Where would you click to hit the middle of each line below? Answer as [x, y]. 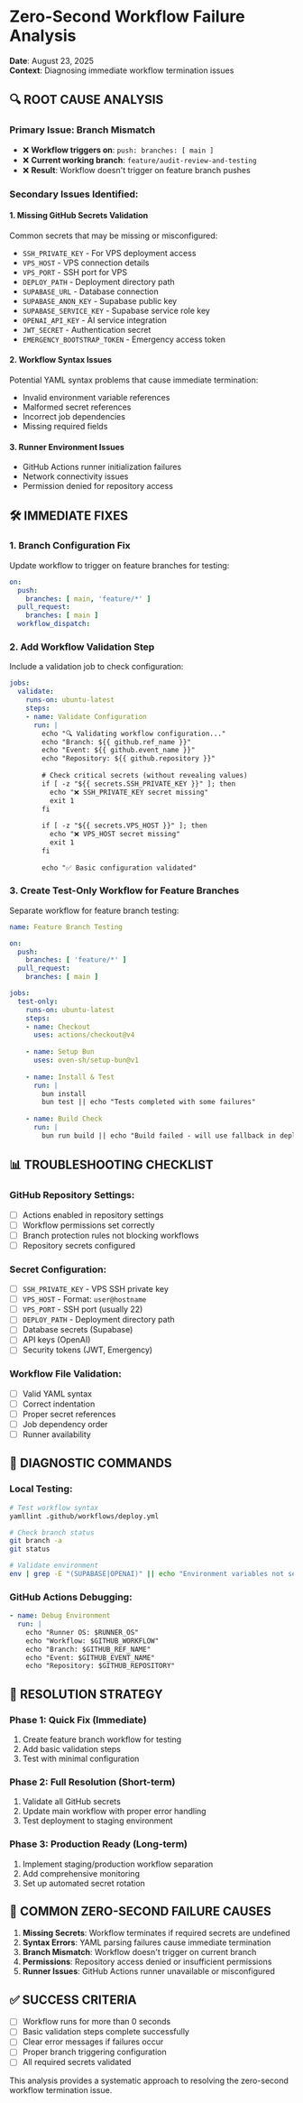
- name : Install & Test [70, 1077]
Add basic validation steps [72, 1749]
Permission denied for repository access [98, 486]
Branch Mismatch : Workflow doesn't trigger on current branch [139, 1952]
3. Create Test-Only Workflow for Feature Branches [124, 890]
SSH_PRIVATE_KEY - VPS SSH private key [96, 1289]
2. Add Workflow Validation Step [82, 647]
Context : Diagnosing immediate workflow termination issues [122, 70]
